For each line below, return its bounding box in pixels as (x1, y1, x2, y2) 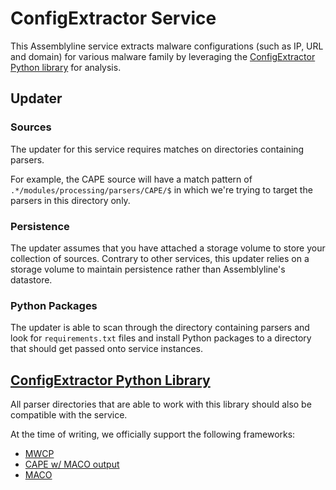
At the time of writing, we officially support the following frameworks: (10, 428, 296, 441)
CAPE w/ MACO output (24, 458, 120, 471)
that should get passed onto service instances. (10, 343, 204, 355)
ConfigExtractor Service (10, 7, 217, 30)
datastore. (10, 273, 53, 286)
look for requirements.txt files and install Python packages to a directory (10, 332, 312, 344)
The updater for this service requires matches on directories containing (10, 143, 305, 155)
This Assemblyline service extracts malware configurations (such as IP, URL (10, 40, 324, 52)
